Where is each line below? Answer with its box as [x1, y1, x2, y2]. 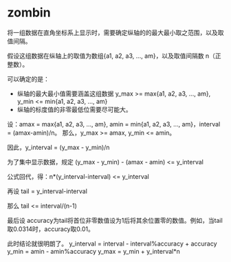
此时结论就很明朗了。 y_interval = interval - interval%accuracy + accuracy [7, 239, 218, 248]
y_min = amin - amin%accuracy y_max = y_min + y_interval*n [7, 247, 181, 255]
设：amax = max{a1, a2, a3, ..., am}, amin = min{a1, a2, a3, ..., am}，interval [7, 120, 221, 128]
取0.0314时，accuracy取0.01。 [7, 225, 94, 233]
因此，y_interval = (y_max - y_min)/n [7, 143, 110, 151]
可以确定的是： [7, 74, 49, 83]
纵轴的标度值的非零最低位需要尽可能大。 [16, 105, 132, 113]
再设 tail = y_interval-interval [7, 187, 88, 195]
